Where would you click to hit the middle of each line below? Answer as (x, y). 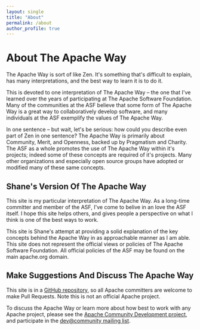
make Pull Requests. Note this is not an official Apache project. (83, 296)
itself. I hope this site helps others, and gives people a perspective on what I (99, 213)
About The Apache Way (66, 58)
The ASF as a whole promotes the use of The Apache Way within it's (90, 149)
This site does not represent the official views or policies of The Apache (95, 244)
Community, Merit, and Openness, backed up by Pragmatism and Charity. (97, 142)
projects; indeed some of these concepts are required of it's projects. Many (99, 155)
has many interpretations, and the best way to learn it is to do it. (84, 81)
